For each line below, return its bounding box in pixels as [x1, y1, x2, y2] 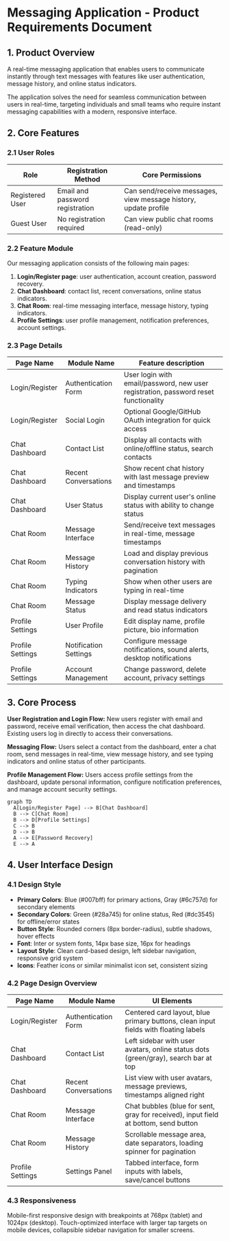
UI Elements [152, 996, 193, 1006]
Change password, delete [123, 664, 207, 674]
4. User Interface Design [7, 859, 114, 871]
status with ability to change [123, 500, 214, 510]
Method [74, 174, 101, 183]
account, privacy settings [123, 673, 205, 683]
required [57, 223, 85, 232]
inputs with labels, [125, 1167, 183, 1176]
